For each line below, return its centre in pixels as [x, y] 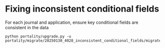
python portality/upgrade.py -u [38, 36]
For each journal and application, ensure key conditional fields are [72, 22]
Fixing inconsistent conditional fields [82, 9]
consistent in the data [27, 27]
